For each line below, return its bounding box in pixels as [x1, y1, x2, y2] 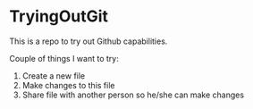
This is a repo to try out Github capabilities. [9, 36, 168, 46]
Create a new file [21, 70, 86, 81]
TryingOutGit [9, 6, 109, 27]
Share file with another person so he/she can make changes [21, 89, 244, 100]
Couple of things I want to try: [9, 53, 119, 63]
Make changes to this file [21, 80, 115, 90]
